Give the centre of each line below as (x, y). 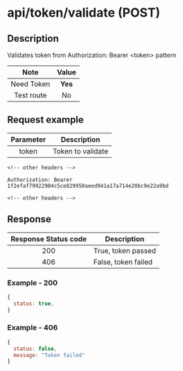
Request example (46, 120)
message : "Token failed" (49, 355)
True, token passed (125, 250)
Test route (30, 95)
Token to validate (80, 151)
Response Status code (49, 239)
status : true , (34, 304)
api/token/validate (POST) (84, 13)
